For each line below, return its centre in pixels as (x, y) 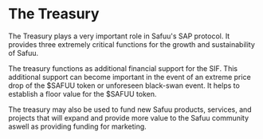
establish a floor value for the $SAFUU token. (82, 93)
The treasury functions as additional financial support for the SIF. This (123, 68)
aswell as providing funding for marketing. (78, 126)
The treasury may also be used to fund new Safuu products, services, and (130, 109)
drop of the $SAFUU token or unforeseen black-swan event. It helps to (124, 85)
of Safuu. (24, 53)
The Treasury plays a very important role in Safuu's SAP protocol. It (119, 36)
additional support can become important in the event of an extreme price (130, 77)
